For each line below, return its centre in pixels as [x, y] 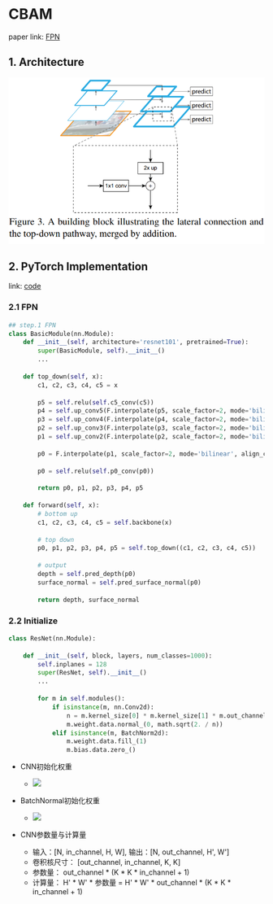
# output [52, 566]
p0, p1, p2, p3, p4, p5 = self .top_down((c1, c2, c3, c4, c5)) [147, 548]
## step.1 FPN [32, 325]
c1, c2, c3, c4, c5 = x [78, 385]
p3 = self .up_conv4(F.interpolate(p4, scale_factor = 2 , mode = [143, 420]
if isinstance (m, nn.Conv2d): [103, 707]
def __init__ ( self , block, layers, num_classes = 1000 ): [118, 656]
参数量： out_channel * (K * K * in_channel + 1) [111, 872]
